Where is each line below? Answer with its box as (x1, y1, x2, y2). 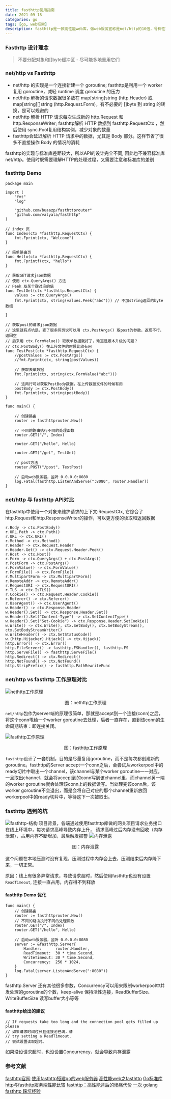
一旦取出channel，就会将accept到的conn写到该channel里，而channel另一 (5, 775, 160, 781)
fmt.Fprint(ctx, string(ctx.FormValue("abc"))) (14, 372, 117, 377)
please (5, 1024, 19, 1029)
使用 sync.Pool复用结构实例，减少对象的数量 (17, 126, 111, 132)
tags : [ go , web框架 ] (5, 21, 47, 27)
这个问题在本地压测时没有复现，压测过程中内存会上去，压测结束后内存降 (5, 855, 157, 861)
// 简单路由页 (5, 250, 32, 255)
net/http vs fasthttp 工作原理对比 (5, 676, 88, 683)
